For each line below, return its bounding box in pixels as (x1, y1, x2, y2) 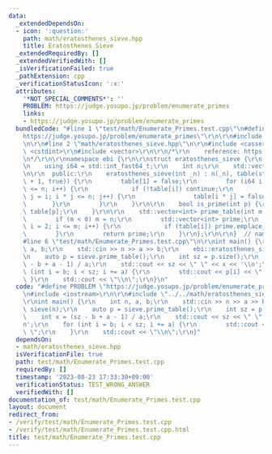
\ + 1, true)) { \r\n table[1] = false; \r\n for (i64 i (23, 177, 263, 186)
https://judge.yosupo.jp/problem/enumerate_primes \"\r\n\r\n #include (23, 132, 263, 140)
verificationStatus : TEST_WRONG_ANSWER (15, 380, 151, 388)
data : (8, 11, 27, 20)
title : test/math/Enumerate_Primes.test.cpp (8, 433, 161, 441)
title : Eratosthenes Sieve (23, 42, 114, 50)
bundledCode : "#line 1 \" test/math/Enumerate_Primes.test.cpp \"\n (15, 125, 244, 133)
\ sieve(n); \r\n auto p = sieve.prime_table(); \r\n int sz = (23, 305, 255, 313)
